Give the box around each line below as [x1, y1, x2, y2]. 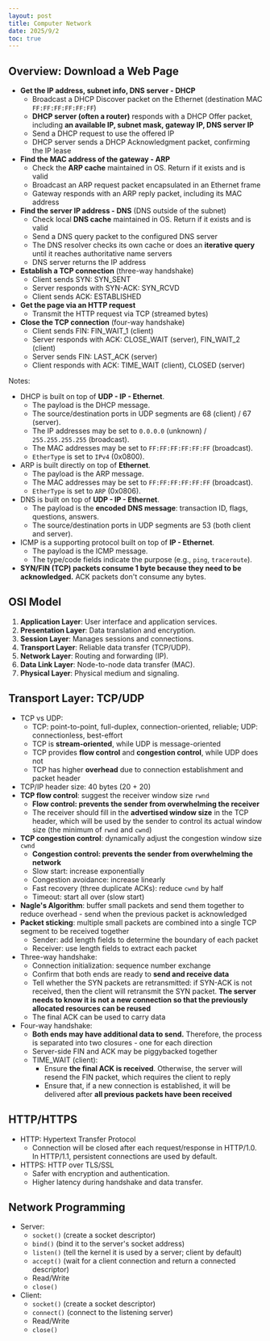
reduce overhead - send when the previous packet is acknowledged [19, 909, 247, 919]
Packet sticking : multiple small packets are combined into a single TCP [19, 918, 257, 927]
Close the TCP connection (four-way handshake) [19, 317, 185, 327]
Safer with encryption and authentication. [31, 1168, 170, 1178]
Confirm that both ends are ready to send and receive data [31, 969, 230, 978]
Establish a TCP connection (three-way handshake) [19, 266, 194, 275]
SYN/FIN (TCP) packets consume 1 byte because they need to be [19, 563, 242, 574]
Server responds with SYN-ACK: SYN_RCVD [31, 284, 180, 293]
